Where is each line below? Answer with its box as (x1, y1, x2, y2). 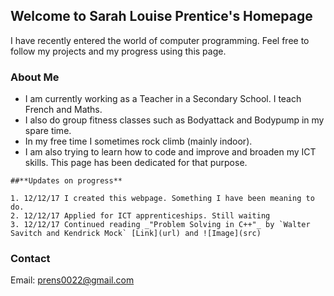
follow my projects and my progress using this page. (10, 45, 227, 57)
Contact (10, 252, 51, 266)
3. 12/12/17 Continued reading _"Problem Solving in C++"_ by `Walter (10, 220, 311, 230)
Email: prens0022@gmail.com (10, 274, 135, 286)
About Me (10, 70, 60, 84)
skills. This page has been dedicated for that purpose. (24, 157, 248, 169)
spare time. (24, 125, 72, 137)
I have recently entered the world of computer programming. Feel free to (10, 34, 310, 46)
